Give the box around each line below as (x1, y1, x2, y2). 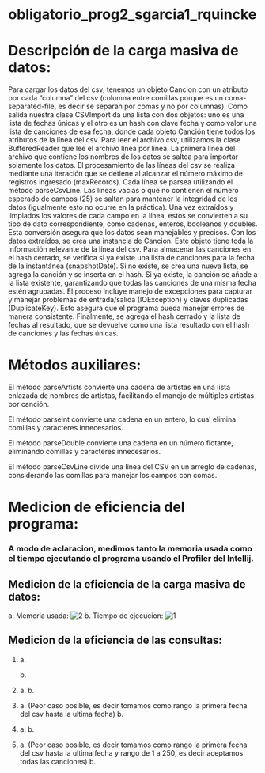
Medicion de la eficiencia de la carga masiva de (8, 578, 247, 591)
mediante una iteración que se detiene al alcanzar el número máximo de (8, 169, 244, 179)
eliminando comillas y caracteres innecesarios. (8, 447, 161, 457)
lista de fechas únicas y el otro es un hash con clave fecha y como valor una (8, 119, 257, 128)
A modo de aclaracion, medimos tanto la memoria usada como (8, 544, 253, 555)
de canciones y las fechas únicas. (8, 328, 119, 338)
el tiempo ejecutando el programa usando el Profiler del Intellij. (8, 553, 255, 564)
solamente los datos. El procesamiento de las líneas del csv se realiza (8, 161, 236, 170)
